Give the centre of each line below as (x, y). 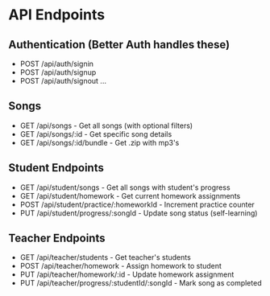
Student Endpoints (56, 168)
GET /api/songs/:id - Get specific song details (96, 134)
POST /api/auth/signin (57, 64)
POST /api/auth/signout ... (63, 81)
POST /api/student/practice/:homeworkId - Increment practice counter (137, 204)
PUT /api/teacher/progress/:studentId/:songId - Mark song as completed (141, 283)
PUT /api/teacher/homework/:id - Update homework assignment (127, 274)
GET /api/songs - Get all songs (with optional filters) (106, 125)
